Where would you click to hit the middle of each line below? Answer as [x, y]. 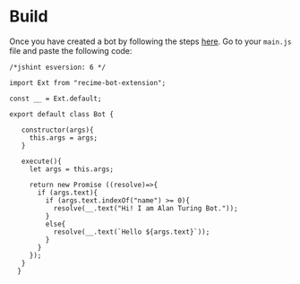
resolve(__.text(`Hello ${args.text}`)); [132, 232]
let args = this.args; [72, 169]
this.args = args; [64, 138]
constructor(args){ [57, 130]
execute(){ [42, 161]
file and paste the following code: [71, 50]
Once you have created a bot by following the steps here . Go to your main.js [150, 41]
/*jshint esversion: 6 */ [57, 67]
